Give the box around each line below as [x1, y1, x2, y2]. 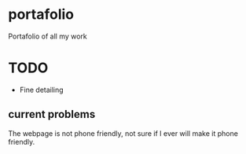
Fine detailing [19, 85, 64, 94]
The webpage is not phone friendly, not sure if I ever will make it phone [8, 128, 238, 138]
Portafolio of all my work [8, 31, 88, 41]
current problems [8, 108, 96, 121]
